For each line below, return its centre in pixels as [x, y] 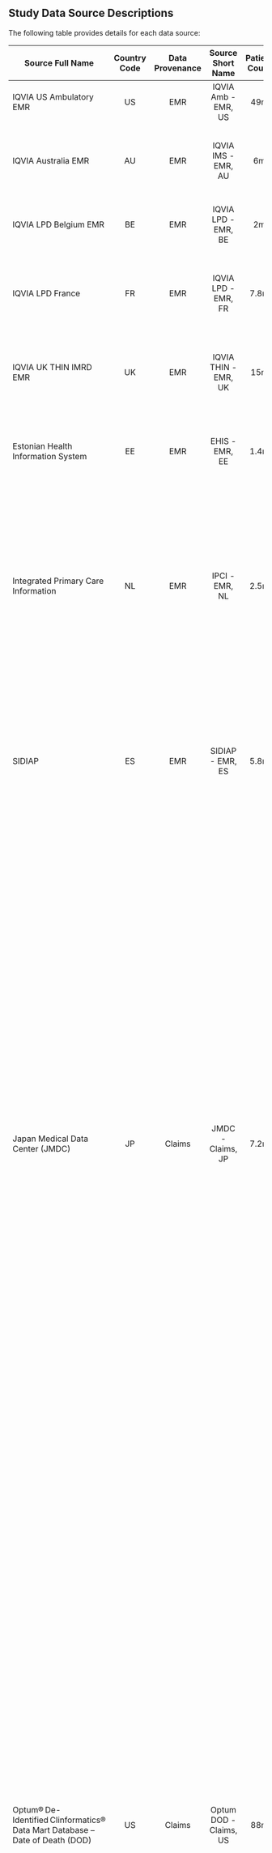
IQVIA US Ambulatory [53, 96]
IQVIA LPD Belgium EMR [59, 224]
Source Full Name [59, 62]
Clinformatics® [78, 1820]
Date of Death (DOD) [52, 1840]
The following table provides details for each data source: [104, 32]
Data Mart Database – [54, 1830]
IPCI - [223, 576]
